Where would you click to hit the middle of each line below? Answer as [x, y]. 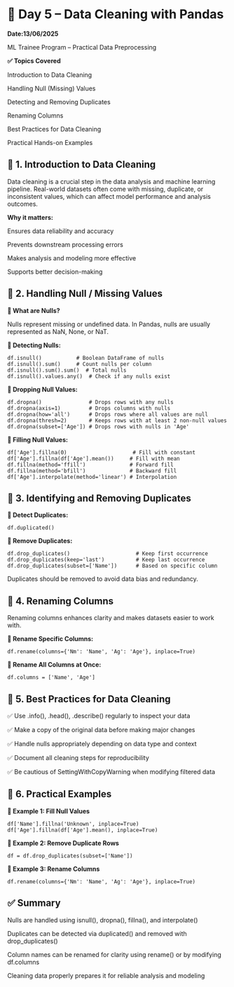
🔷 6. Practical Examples [60, 794]
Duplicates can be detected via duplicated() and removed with [97, 933]
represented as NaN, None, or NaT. [58, 331]
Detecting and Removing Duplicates [59, 101]
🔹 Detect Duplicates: [38, 515]
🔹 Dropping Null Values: [43, 389]
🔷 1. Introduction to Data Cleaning [82, 165]
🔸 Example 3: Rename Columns [54, 869]
